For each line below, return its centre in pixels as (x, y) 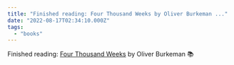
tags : (15, 27)
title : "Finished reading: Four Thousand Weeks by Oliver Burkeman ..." (118, 14)
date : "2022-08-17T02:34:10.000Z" (59, 20)
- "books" (28, 34)
